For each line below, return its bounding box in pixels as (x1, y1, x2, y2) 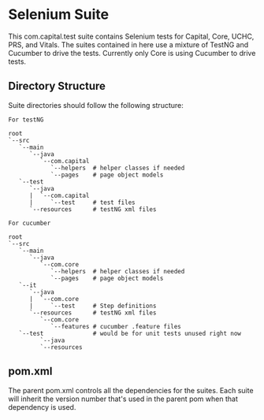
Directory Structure (8, 80, 106, 93)
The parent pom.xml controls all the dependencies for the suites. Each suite (8, 385, 254, 395)
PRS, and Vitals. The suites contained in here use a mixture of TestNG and (8, 39, 249, 49)
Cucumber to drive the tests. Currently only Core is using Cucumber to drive (8, 48, 256, 58)
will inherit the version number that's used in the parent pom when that (8, 394, 238, 403)
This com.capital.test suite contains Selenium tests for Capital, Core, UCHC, (8, 32, 255, 41)
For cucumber (8, 219, 51, 227)
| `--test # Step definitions (28, 302, 157, 310)
